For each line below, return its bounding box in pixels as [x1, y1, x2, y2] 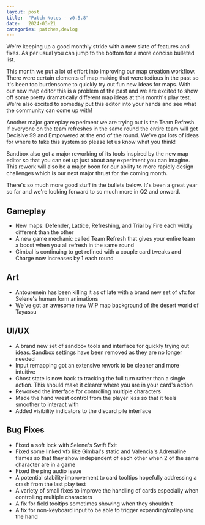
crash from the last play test [15, 480, 86, 488]
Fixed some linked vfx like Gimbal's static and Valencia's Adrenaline [15, 448, 187, 455]
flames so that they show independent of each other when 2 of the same [15, 454, 199, 461]
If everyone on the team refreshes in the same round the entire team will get [6, 125, 198, 132]
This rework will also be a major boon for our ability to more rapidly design [6, 163, 194, 170]
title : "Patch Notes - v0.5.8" [6, 15, 89, 21]
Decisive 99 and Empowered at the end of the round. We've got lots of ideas [6, 132, 199, 139]
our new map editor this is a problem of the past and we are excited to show [6, 87, 198, 95]
